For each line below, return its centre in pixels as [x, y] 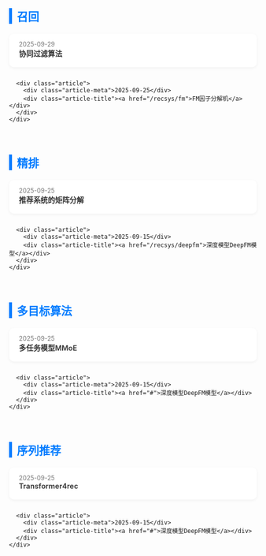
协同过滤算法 [41, 54]
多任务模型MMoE [48, 348]
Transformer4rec [49, 486]
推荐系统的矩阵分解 [52, 200]
